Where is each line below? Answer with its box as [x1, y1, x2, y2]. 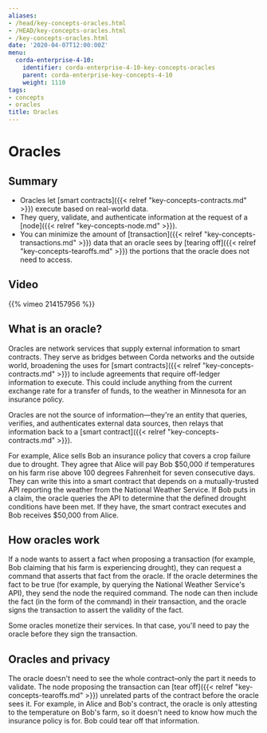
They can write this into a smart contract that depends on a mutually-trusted [8, 476, 259, 485]
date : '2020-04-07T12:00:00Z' [8, 42, 109, 50]
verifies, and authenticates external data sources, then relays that [8, 418, 224, 428]
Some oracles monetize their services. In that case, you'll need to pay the [8, 620, 249, 631]
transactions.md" [19, 238, 77, 248]
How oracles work [8, 533, 100, 547]
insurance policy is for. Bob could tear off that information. [8, 716, 200, 726]
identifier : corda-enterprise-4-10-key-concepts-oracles [22, 64, 216, 72]
